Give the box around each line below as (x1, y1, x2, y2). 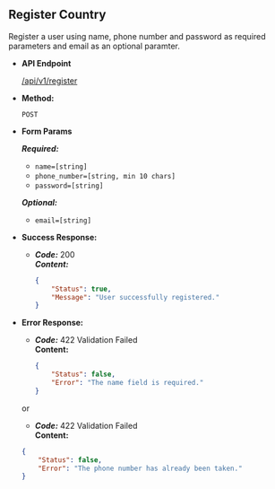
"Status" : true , (51, 284, 112, 293)
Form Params (21, 126, 73, 136)
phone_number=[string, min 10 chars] (34, 171, 176, 180)
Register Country (8, 7, 107, 22)
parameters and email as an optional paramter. (8, 40, 181, 51)
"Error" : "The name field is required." (51, 379, 204, 388)
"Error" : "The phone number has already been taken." (38, 464, 243, 473)
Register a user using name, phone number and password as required (8, 31, 266, 41)
